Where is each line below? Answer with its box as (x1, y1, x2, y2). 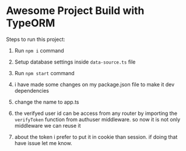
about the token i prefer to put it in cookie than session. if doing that (14, 133, 178, 141)
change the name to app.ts (14, 98, 79, 106)
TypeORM (6, 16, 55, 30)
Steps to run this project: (6, 36, 65, 43)
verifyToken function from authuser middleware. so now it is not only (14, 115, 181, 123)
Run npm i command (14, 47, 64, 54)
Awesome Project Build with (6, 4, 145, 17)
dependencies (14, 87, 50, 94)
